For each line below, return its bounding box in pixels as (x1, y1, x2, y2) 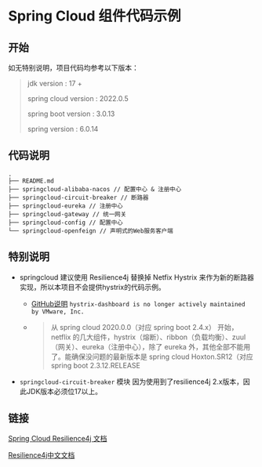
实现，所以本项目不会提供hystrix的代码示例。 (19, 282, 166, 291)
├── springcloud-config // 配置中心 (8, 219, 123, 226)
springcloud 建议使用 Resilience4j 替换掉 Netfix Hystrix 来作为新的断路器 (19, 272, 255, 282)
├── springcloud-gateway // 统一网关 (8, 210, 127, 218)
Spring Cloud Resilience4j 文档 (8, 434, 107, 443)
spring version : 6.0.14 (27, 125, 99, 133)
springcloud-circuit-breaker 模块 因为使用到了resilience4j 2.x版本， (19, 377, 243, 386)
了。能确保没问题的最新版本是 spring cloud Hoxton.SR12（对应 (50, 352, 253, 361)
